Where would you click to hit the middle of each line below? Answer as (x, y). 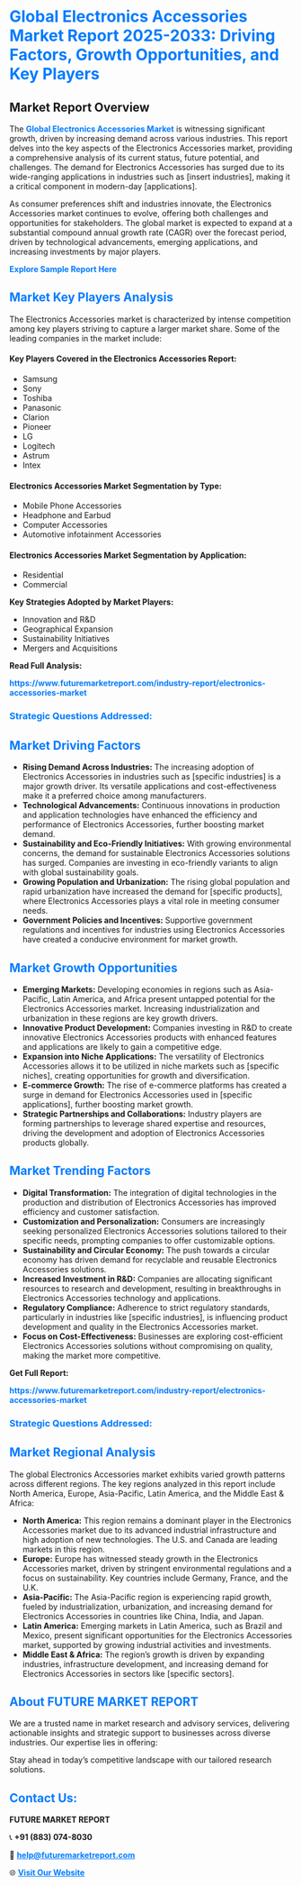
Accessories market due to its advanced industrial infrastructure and (149, 1530)
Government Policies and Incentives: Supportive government (137, 920)
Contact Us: (44, 1798)
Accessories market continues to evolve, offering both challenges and (139, 213)
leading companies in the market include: (86, 338)
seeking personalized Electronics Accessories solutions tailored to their (155, 1231)
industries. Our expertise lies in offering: (84, 1743)
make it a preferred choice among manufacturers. (114, 796)
